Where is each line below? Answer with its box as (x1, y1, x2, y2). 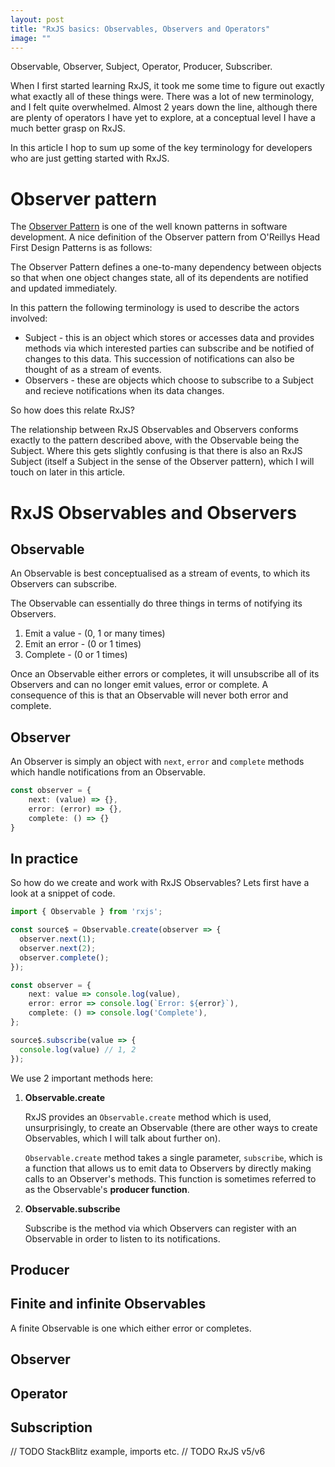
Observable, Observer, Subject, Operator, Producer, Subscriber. (10, 61, 273, 73)
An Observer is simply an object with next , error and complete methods (10, 756, 305, 768)
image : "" (10, 33, 52, 43)
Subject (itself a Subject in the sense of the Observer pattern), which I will (10, 456, 315, 468)
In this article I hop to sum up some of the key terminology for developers (10, 142, 313, 154)
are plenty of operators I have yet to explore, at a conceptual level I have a (10, 112, 316, 124)
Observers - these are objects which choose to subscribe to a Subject (24, 374, 314, 386)
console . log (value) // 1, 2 (19, 1044, 137, 1055)
